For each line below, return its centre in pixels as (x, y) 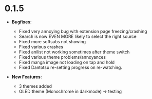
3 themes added (35, 86)
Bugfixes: (22, 22)
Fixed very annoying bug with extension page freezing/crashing (83, 31)
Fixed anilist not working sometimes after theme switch (74, 52)
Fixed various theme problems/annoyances (62, 57)
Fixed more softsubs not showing (52, 41)
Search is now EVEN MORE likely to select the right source (78, 36)
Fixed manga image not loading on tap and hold (67, 62)
